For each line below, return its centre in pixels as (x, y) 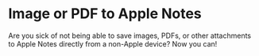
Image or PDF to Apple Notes (105, 14)
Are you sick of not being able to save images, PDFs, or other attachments (130, 35)
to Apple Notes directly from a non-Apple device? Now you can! (113, 43)
